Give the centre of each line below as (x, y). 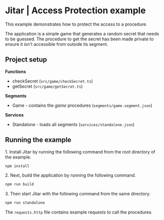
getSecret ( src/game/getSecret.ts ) (47, 86)
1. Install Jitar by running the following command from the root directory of (80, 152)
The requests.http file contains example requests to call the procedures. (79, 212)
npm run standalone (25, 203)
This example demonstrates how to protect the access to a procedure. (76, 24)
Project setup (26, 60)
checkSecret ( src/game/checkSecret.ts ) (53, 81)
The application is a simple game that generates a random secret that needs (82, 33)
